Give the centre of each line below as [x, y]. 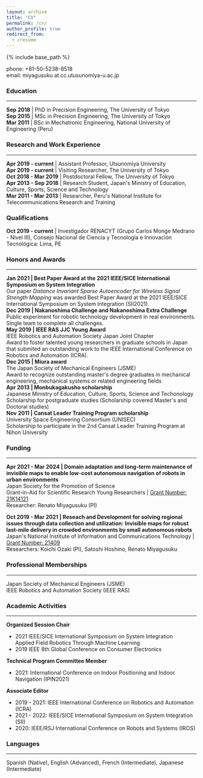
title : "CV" [21, 18]
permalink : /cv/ [27, 23]
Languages [23, 744]
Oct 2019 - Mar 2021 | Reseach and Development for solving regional [95, 517]
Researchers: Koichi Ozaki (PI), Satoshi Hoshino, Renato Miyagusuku [92, 549]
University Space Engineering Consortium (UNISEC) [71, 420]
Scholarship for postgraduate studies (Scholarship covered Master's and [97, 400]
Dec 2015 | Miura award [37, 362]
